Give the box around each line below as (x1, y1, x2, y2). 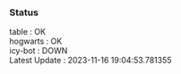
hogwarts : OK (9, 36, 63, 46)
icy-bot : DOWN (9, 45, 68, 56)
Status (9, 6, 39, 19)
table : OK (9, 27, 47, 37)
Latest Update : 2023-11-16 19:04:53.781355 (9, 55, 172, 66)
